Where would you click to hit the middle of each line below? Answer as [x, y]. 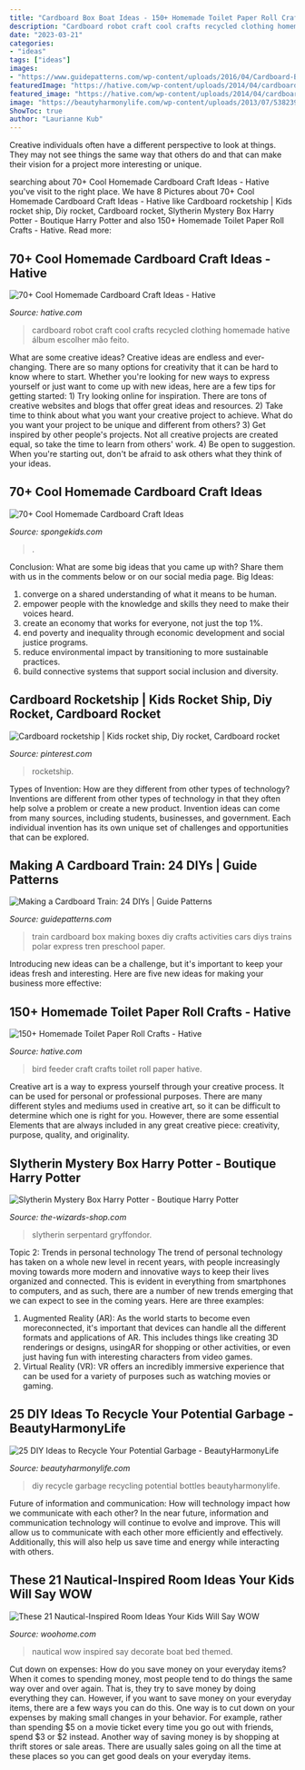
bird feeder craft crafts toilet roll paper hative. [117, 1069]
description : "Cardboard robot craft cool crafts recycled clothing [142, 26]
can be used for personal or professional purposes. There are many [136, 1097]
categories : [32, 43]
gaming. [38, 1386]
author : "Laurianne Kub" [56, 119]
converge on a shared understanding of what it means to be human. [149, 594]
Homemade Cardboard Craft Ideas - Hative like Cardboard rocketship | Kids [151, 202]
